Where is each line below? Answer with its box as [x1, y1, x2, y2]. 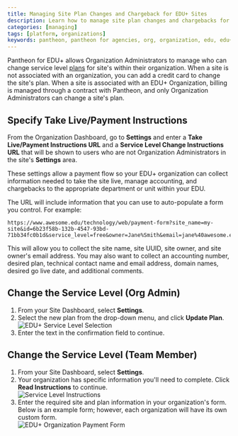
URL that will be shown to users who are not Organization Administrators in [7, 148, 227, 156]
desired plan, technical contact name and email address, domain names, [7, 259, 219, 268]
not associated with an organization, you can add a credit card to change [7, 71, 221, 80]
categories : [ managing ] [7, 23, 78, 30]
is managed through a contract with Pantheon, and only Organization [7, 86, 209, 95]
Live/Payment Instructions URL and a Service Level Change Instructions [7, 140, 225, 149]
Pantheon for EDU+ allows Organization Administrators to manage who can [7, 56, 227, 64]
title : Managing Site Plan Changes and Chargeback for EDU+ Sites [7, 10, 208, 18]
